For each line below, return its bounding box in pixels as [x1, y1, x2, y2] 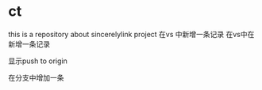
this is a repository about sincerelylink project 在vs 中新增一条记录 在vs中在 [8, 29, 255, 39]
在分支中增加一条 [8, 73, 64, 82]
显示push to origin [8, 56, 67, 66]
